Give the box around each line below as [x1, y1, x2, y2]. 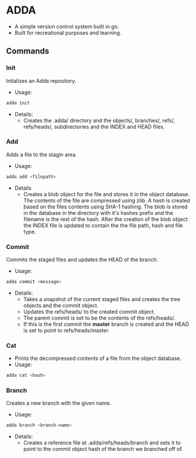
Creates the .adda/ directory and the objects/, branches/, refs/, [23, 117, 175, 124]
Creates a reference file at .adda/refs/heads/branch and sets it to [23, 439, 181, 446]
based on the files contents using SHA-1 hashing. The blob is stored [23, 203, 188, 210]
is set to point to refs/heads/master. [23, 326, 110, 334]
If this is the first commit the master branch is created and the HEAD [23, 321, 190, 328]
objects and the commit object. [23, 302, 99, 309]
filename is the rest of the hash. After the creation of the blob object [23, 215, 188, 223]
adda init [6, 100, 31, 106]
